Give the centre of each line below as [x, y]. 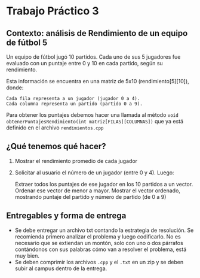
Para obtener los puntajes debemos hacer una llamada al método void [93, 115]
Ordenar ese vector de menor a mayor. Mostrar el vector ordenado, [98, 191]
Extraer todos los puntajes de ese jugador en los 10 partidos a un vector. [104, 184]
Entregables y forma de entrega [66, 216]
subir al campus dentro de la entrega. [61, 268]
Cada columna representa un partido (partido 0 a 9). [75, 104]
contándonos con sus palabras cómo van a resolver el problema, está [101, 249]
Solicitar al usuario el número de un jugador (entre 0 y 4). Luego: [94, 173]
